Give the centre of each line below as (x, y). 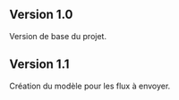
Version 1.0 (41, 15)
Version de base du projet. (58, 36)
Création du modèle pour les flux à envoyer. (90, 86)
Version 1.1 (39, 65)
